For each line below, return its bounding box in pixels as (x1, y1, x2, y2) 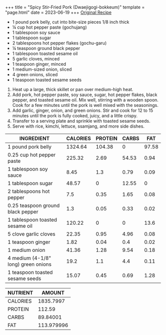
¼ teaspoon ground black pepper (12, 46, 81, 51)
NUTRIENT (7, 289, 34, 296)
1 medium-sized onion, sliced (12, 66, 72, 72)
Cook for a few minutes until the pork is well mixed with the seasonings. (12, 102, 159, 108)
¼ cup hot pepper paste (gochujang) (12, 24, 87, 30)
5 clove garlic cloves (7, 231, 56, 237)
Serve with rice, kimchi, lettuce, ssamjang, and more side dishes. (12, 123, 145, 129)
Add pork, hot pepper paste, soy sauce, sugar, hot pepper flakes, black (12, 92, 158, 97)
